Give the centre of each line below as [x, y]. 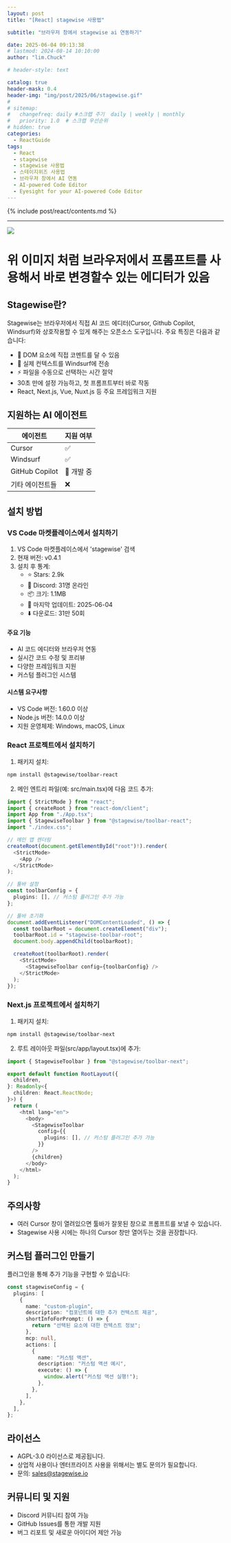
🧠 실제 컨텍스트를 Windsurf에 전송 [63, 363]
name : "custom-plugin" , [59, 1306]
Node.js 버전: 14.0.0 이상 [51, 717]
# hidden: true [29, 127]
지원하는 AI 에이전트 [47, 415]
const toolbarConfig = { [43, 891]
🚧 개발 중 [79, 472]
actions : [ [41, 1345]
